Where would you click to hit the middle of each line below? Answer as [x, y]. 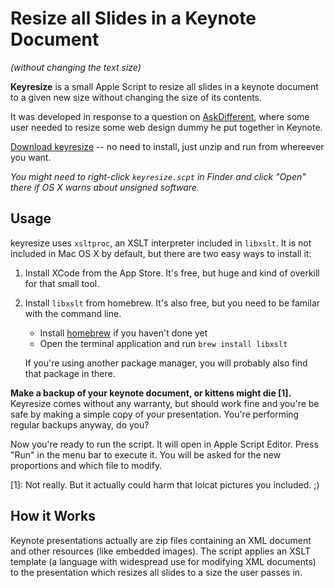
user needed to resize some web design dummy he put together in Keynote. [166, 127]
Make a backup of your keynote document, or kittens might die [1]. [151, 393]
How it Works [53, 516]
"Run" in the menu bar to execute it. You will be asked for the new [146, 454]
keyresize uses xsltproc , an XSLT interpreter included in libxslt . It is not [161, 243]
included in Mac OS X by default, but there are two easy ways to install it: [161, 253]
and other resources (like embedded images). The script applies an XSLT [161, 551]
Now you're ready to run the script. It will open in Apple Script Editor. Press [164, 444]
